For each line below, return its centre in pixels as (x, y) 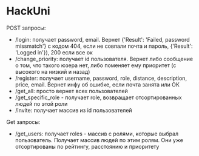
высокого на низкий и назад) (52, 71)
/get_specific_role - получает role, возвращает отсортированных (98, 97)
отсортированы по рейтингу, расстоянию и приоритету (87, 146)
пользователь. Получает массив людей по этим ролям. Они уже (99, 140)
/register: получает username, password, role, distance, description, (101, 78)
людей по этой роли (41, 103)
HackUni (28, 11)
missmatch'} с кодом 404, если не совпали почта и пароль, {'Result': (104, 46)
